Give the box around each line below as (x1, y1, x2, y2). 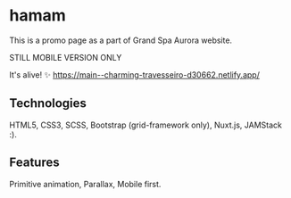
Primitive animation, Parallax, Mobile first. (9, 178, 162, 189)
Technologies (9, 95, 87, 111)
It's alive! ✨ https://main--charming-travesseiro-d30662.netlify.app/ (9, 69, 261, 80)
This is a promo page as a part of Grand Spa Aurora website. (9, 35, 233, 45)
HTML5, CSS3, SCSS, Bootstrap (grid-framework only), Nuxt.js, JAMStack (9, 120, 283, 130)
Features (9, 155, 60, 170)
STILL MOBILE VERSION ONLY (9, 52, 122, 62)
